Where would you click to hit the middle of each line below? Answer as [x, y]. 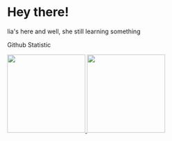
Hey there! [38, 12]
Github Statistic [29, 44]
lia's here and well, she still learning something [74, 31]
